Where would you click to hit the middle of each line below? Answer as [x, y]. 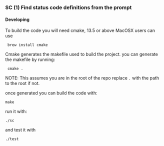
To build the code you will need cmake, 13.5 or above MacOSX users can [80, 30]
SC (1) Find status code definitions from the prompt [68, 7]
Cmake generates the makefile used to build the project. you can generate [82, 54]
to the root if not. [22, 83]
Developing [17, 19]
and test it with [20, 130]
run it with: [16, 111]
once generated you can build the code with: [51, 93]
